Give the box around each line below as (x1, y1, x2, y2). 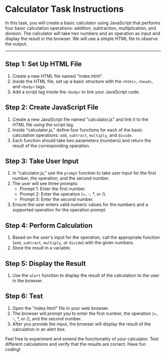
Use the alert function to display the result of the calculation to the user (12, 272, 160, 278)
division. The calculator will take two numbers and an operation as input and (5, 30, 161, 36)
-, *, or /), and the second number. (12, 315, 82, 321)
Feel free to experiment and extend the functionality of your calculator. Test (5, 336, 159, 342)
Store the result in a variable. (12, 245, 71, 251)
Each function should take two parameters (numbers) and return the (12, 137, 152, 143)
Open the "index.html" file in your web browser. (12, 305, 109, 311)
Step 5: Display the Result (5, 259, 86, 268)
